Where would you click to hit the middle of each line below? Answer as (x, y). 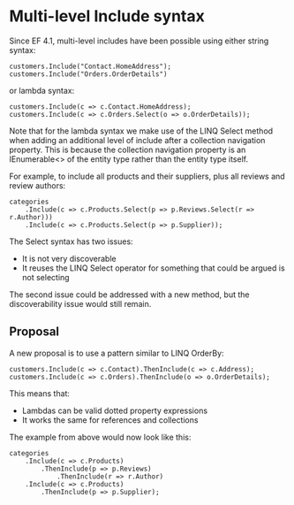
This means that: (40, 393)
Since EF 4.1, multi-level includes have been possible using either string (139, 41)
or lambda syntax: (42, 90)
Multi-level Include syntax (107, 16)
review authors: (38, 185)
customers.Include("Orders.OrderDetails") (88, 74)
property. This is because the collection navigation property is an (128, 149)
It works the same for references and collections (110, 420)
